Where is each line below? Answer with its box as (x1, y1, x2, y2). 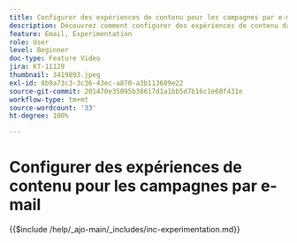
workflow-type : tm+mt (9, 95, 89, 104)
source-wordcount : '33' (9, 103, 97, 112)
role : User (9, 37, 49, 47)
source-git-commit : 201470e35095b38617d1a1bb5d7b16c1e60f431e (9, 87, 243, 95)
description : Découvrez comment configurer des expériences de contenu (9, 21, 278, 30)
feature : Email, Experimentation (9, 29, 133, 38)
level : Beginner (9, 46, 69, 55)
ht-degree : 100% (9, 111, 69, 120)
